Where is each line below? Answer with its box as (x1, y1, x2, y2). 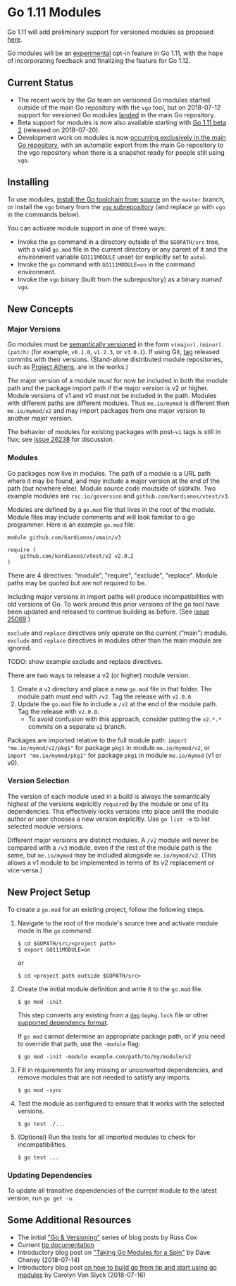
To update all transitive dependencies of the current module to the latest (7, 1186, 217, 1195)
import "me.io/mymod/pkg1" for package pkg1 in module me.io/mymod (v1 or (7, 751, 222, 759)
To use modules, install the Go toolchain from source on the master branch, (7, 195, 225, 204)
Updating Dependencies (7, 1170, 92, 1180)
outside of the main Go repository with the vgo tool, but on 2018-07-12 (17, 103, 221, 112)
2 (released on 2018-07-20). (17, 125, 100, 134)
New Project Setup (7, 887, 92, 899)
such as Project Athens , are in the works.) (7, 363, 129, 371)
